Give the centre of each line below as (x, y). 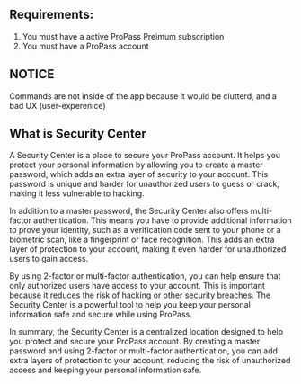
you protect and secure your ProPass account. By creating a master (135, 342)
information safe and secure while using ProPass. (101, 315)
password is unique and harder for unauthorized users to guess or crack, (145, 184)
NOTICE (32, 74)
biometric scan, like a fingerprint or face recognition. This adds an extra (142, 240)
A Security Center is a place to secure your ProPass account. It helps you (145, 156)
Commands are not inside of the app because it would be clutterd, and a (143, 96)
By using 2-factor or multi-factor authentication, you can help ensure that (145, 276)
